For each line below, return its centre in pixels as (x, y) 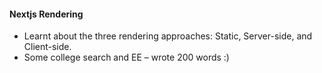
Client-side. (47, 47)
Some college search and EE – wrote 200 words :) (126, 57)
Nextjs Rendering (46, 14)
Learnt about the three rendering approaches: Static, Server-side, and (168, 36)
